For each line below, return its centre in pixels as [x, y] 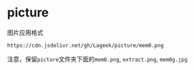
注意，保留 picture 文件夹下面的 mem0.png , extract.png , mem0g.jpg [97, 59]
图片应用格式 [25, 32]
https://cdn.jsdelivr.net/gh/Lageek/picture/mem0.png [86, 45]
